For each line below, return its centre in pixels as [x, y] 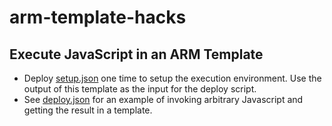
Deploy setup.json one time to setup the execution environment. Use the [172, 78]
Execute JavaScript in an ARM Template [136, 54]
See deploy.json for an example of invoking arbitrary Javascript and [163, 99]
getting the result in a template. [88, 110]
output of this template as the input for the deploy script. [140, 89]
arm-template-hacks [98, 17]
